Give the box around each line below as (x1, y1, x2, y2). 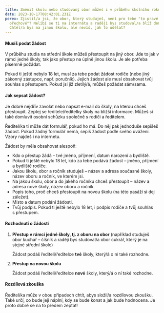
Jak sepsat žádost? (5, 92, 45, 98)
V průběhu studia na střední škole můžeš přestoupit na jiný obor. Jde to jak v (5, 51, 159, 57)
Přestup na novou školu (12, 260, 61, 266)
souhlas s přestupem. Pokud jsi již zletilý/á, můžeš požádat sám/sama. (5, 81, 147, 87)
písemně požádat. (5, 61, 41, 67)
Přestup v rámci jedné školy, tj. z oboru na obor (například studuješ (12, 231, 150, 237)
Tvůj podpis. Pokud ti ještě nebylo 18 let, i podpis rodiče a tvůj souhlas (12, 204, 153, 210)
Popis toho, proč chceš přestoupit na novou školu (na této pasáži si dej (12, 189, 155, 195)
